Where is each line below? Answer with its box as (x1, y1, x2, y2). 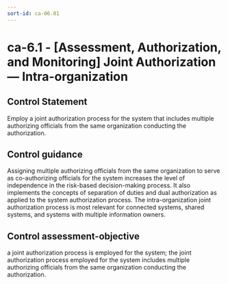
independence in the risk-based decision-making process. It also (7, 181, 190, 189)
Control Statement (7, 96, 88, 108)
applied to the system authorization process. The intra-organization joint (7, 196, 211, 204)
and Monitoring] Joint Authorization (7, 54, 216, 69)
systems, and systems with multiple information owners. (7, 211, 166, 219)
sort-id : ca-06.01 (7, 10, 60, 17)
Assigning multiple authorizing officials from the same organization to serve (7, 167, 220, 175)
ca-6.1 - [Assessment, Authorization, (7, 39, 221, 55)
